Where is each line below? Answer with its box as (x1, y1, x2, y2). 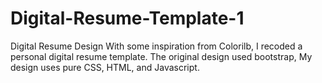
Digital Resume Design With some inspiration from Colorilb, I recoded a (10, 40, 303, 52)
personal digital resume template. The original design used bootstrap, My (10, 50, 313, 62)
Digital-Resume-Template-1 (10, 7, 245, 30)
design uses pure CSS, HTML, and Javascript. (10, 61, 200, 73)
